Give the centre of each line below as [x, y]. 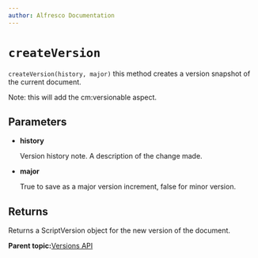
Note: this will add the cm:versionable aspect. [82, 97]
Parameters [38, 122]
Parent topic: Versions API [51, 246]
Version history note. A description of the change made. [111, 156]
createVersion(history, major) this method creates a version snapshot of [129, 73]
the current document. [45, 82]
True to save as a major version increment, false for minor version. [127, 187]
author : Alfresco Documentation [61, 15]
